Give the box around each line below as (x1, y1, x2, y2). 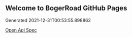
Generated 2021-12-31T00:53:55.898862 (5, 17, 91, 23)
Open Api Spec (5, 27, 37, 33)
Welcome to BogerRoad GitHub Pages (5, 4, 127, 12)
